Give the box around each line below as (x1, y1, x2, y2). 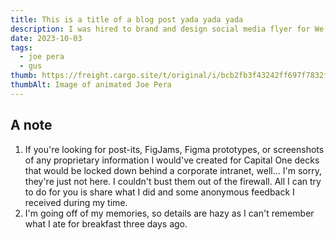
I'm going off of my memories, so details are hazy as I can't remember (24, 207, 315, 219)
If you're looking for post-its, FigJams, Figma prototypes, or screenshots (24, 143, 325, 155)
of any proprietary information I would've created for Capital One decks (24, 154, 320, 166)
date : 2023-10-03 (10, 33, 83, 43)
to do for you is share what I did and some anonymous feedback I (24, 186, 295, 198)
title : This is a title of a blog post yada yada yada (10, 14, 244, 25)
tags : (10, 42, 33, 53)
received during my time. (24, 196, 128, 208)
